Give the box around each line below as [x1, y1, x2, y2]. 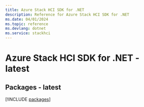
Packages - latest [5, 83, 61, 91]
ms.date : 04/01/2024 [5, 17, 49, 22]
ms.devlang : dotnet [5, 26, 46, 31]
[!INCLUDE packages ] [5, 96, 51, 102]
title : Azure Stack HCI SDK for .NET [5, 7, 85, 13]
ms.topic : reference [5, 21, 49, 27]
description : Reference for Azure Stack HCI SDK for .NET [5, 12, 129, 17]
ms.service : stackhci [5, 31, 51, 36]
